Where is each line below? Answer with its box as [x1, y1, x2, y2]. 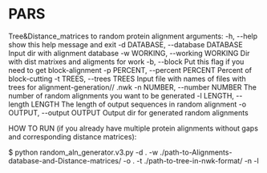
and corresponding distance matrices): [8, 131, 137, 141]
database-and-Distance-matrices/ [8, 155, 122, 165]
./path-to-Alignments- [160, 147, 233, 157]
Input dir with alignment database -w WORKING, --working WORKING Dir [8, 48, 250, 58]
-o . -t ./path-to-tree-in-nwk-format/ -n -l [123, 155, 259, 165]
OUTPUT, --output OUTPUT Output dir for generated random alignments [8, 107, 249, 117]
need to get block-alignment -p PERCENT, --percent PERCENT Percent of [8, 65, 253, 74]
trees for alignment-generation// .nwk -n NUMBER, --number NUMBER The [8, 82, 257, 92]
